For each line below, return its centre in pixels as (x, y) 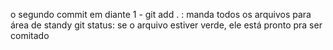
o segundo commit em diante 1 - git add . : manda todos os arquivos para (161, 14)
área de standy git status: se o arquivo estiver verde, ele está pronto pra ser (166, 25)
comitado (30, 35)
